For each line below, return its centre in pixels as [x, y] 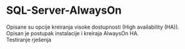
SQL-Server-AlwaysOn [64, 10]
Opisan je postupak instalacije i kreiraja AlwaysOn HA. [73, 33]
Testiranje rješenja [29, 39]
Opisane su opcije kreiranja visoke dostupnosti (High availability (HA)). [93, 27]
